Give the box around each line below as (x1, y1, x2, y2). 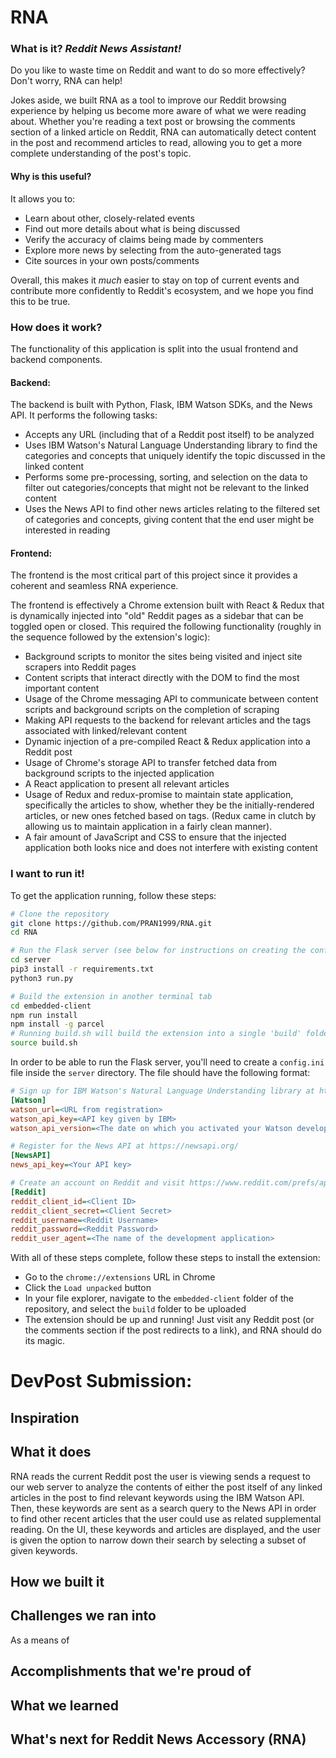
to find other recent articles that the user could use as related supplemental (10, 1512, 322, 1525)
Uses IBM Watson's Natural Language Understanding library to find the (24, 439, 318, 451)
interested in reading (24, 524, 111, 536)
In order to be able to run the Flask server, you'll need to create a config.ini (10, 1056, 325, 1068)
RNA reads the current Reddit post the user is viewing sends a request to (10, 1470, 311, 1482)
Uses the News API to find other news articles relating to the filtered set (24, 503, 321, 515)
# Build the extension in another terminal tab (10, 991, 213, 1001)
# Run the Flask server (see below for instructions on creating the (10, 946, 307, 956)
